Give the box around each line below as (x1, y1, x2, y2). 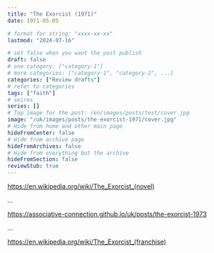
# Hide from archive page (7, 136, 84, 143)
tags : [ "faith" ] (7, 89, 56, 96)
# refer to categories (7, 83, 75, 90)
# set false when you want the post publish (7, 49, 142, 57)
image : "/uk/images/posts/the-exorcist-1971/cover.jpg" (7, 116, 177, 124)
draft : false (7, 56, 46, 64)
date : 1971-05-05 (7, 17, 59, 24)
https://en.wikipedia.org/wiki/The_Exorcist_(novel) (7, 182, 155, 190)
